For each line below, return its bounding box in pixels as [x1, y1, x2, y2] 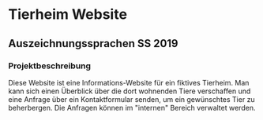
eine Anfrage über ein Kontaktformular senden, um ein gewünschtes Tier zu [8, 94, 255, 104]
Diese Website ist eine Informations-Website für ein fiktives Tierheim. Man [8, 78, 250, 87]
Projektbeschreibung [8, 60, 92, 71]
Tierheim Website [8, 5, 128, 24]
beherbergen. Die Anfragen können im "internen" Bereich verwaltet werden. [8, 103, 256, 112]
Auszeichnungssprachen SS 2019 [8, 37, 178, 50]
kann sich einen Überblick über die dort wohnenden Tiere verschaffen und [8, 86, 251, 96]
